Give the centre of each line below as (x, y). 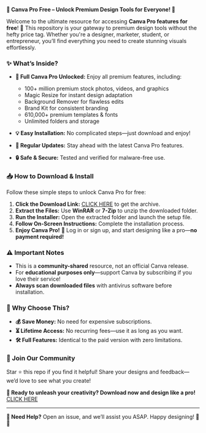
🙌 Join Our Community (41, 358)
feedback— (175, 372)
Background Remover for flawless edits (74, 102)
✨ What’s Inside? (32, 63)
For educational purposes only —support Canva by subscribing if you (103, 272)
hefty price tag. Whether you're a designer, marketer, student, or (88, 34)
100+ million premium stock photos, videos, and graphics (97, 88)
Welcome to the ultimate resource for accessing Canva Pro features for (97, 21)
